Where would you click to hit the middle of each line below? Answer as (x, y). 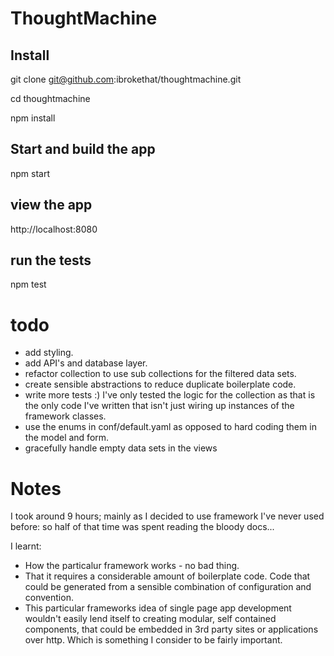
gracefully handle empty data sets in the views (121, 448)
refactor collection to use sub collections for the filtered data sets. (160, 374)
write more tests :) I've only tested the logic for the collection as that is (170, 395)
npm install (33, 118)
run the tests (51, 260)
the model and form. (67, 438)
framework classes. (65, 416)
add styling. (49, 353)
